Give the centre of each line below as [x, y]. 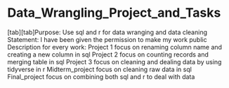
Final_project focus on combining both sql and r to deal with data [101, 76]
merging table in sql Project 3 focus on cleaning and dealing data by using [115, 61]
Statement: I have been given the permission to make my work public [107, 39]
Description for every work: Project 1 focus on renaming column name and [115, 47]
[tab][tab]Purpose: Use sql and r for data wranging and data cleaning [107, 32]
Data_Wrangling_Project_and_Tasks [114, 13]
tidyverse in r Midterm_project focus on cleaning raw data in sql [99, 69]
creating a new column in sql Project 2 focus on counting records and [108, 54]
